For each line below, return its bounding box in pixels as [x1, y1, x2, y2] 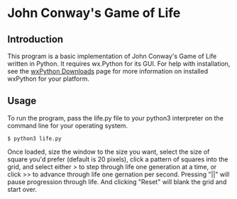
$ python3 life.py [7, 135, 62, 142]
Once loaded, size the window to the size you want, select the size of [7, 147, 210, 156]
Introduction [7, 33, 64, 45]
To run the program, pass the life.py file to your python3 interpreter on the [7, 113, 224, 122]
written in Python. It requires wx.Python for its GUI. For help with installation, [7, 59, 231, 68]
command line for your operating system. [7, 121, 128, 130]
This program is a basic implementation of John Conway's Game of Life [7, 52, 217, 60]
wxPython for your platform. [7, 74, 90, 83]
